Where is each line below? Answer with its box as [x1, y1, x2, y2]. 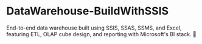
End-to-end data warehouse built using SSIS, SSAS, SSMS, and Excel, [6, 24, 182, 31]
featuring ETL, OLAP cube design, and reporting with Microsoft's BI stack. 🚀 [6, 30, 197, 37]
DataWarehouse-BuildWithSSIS [6, 4, 169, 18]
